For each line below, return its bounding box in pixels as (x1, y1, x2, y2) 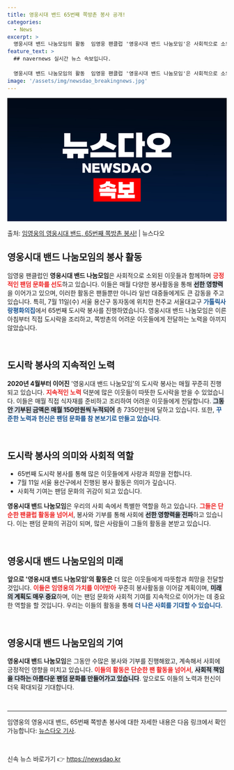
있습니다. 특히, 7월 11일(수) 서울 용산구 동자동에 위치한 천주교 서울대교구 (7, 297, 202, 306)
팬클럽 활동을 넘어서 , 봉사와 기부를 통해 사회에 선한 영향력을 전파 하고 (19, 511, 205, 519)
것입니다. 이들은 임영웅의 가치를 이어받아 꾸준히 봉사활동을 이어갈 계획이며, (7, 584, 209, 592)
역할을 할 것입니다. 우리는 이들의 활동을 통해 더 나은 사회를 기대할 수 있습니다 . (14, 601, 223, 610)
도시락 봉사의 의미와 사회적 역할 (7, 450, 134, 462)
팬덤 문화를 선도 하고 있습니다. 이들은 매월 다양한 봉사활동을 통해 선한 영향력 (19, 279, 224, 288)
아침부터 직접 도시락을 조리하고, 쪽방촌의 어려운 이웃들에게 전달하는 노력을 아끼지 (7, 314, 227, 323)
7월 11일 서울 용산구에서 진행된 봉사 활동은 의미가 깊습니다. (17, 478, 176, 487)
